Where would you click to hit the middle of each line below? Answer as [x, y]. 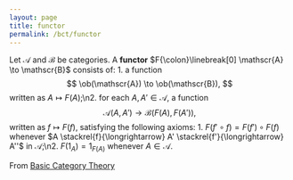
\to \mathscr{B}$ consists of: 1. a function [86, 70]
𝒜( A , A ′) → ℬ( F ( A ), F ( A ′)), [150, 113]
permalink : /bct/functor [55, 34]
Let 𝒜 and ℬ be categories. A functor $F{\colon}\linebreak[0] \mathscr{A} [146, 60]
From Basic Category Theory [62, 166]
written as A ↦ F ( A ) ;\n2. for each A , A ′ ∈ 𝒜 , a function [109, 98]
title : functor [37, 26]
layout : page [33, 17]
